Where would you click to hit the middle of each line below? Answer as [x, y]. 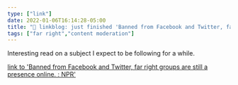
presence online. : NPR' [42, 74]
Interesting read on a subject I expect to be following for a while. [101, 53]
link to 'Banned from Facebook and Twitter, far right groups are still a [108, 67]
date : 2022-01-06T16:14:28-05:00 [57, 20]
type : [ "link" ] [30, 14]
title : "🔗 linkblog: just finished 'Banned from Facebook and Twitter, [115, 27]
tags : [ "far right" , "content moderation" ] [71, 33]
